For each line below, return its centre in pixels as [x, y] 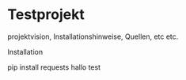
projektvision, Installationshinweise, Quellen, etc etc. [93, 36]
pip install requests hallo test [54, 67]
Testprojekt [46, 15]
